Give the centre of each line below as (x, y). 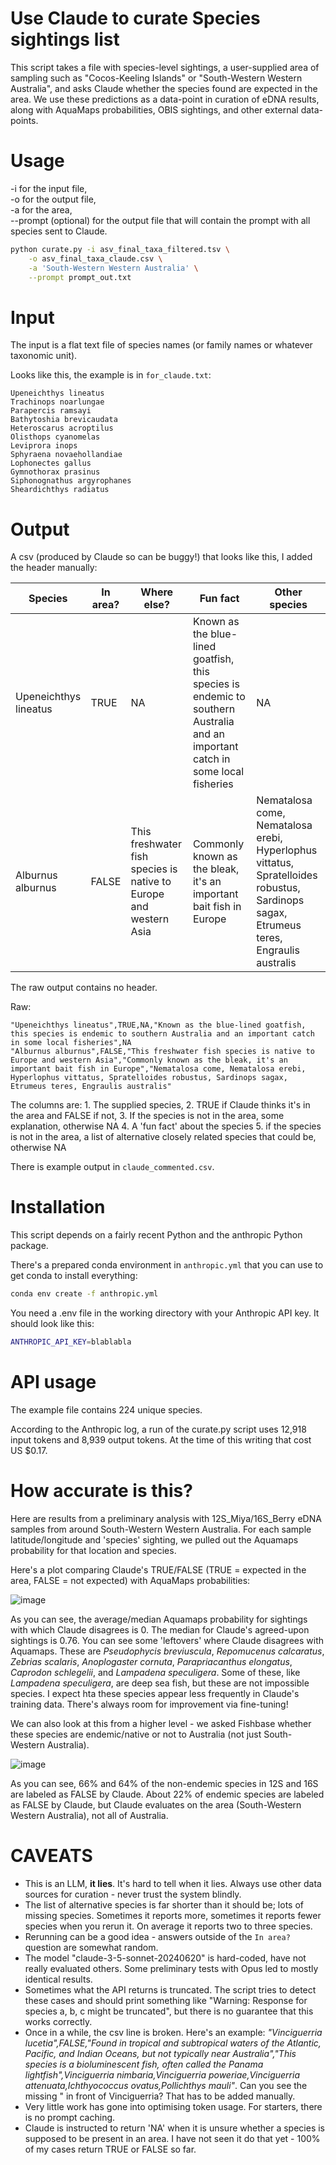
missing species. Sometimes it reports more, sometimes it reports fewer (173, 1915)
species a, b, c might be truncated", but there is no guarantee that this (169, 2011)
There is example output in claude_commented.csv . (112, 1167)
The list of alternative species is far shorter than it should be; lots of (164, 1904)
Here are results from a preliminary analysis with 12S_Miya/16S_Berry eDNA (166, 1518)
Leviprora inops (44, 446)
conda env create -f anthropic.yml (84, 1294)
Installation (58, 1207)
